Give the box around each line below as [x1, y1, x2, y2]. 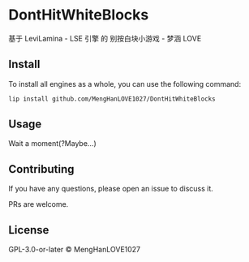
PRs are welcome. [8, 200, 69, 209]
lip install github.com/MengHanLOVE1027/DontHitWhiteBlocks [8, 95, 217, 103]
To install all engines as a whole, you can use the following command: [8, 79, 242, 88]
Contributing [8, 162, 75, 176]
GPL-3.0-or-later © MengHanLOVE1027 [8, 245, 141, 255]
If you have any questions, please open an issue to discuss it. [8, 184, 213, 194]
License [8, 223, 49, 237]
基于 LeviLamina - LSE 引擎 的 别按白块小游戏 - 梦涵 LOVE [8, 33, 202, 43]
